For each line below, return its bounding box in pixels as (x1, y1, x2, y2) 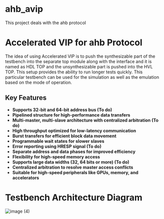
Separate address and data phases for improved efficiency (12, 149, 136, 155)
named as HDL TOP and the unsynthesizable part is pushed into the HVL (5, 63, 153, 69)
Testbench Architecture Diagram (5, 192, 143, 203)
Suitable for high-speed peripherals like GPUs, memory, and (12, 169, 139, 175)
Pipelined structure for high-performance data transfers (12, 112, 130, 118)
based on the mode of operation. (5, 79, 72, 85)
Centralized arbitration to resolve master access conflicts (12, 164, 133, 170)
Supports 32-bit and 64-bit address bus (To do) (12, 107, 112, 113)
